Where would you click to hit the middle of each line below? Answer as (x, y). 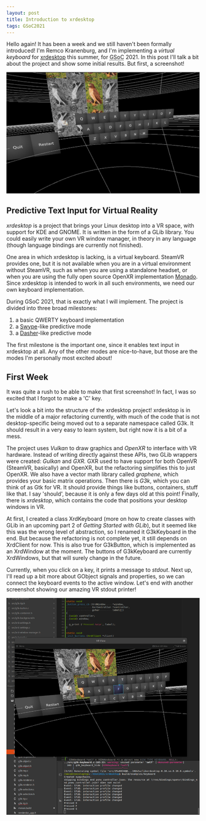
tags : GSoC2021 (26, 26)
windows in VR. (26, 507)
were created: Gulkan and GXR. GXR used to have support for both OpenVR (102, 461)
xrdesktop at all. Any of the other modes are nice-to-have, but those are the (102, 351)
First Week (27, 377)
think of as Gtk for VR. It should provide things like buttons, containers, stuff (102, 488)
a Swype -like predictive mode (53, 326)
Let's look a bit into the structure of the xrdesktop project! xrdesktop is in (98, 410)
